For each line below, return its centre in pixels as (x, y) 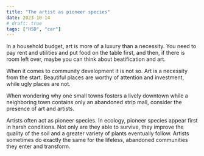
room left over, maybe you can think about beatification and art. (86, 59)
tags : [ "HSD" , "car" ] (34, 29)
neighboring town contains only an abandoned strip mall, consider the (94, 102)
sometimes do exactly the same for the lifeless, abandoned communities (97, 140)
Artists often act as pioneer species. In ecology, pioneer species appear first (102, 121)
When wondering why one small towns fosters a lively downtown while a (97, 96)
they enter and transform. (38, 146)
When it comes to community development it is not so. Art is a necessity (97, 71)
